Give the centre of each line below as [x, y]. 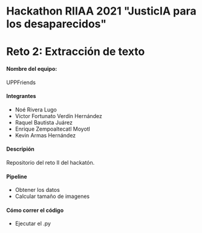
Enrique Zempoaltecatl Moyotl [53, 129]
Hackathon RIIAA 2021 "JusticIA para [101, 11]
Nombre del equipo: [32, 68]
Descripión [21, 149]
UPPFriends [21, 82]
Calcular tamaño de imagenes [52, 196]
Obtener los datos [37, 190]
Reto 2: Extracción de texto [76, 52]
